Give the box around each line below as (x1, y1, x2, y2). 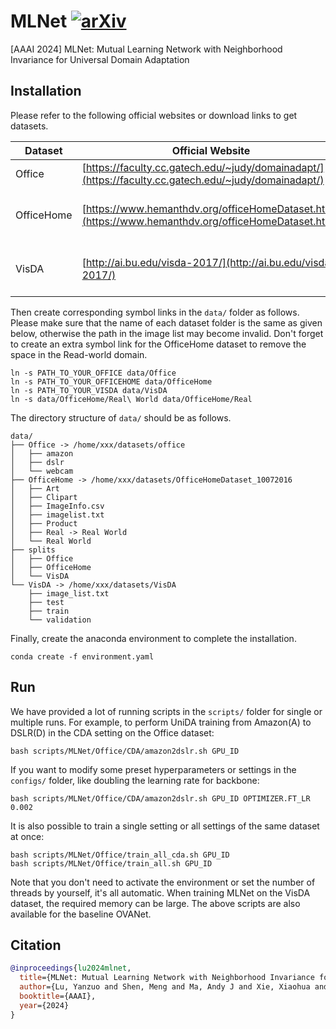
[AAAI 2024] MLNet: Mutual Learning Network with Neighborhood (10, 43, 283, 55)
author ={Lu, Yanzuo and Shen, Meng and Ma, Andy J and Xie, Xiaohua (19, 982, 311, 992)
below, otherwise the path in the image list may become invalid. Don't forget (10, 327, 324, 339)
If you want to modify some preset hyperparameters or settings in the (10, 763, 297, 775)
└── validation (28, 615, 92, 625)
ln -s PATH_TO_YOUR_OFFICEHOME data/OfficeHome (10, 376, 213, 387)
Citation (10, 936, 62, 954)
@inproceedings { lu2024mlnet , (10, 963, 132, 974)
